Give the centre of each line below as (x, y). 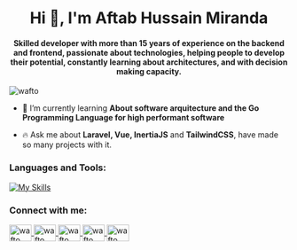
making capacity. (149, 71)
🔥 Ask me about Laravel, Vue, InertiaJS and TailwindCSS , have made (150, 135)
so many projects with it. (67, 145)
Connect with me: (48, 210)
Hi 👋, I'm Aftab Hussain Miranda (149, 18)
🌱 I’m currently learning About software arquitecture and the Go (141, 108)
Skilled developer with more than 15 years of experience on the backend (149, 43)
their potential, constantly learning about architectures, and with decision (149, 62)
